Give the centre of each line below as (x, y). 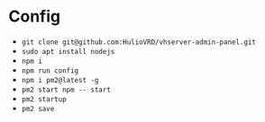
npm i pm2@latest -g (60, 80)
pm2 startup (44, 99)
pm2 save (38, 109)
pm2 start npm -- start (66, 90)
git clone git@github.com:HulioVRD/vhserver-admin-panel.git (139, 42)
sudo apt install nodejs (68, 51)
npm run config (50, 70)
